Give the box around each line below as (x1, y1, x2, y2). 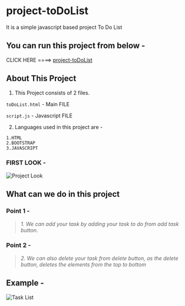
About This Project (6, 74, 77, 84)
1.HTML (6, 134, 22, 141)
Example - (6, 278, 44, 288)
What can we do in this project (6, 189, 120, 199)
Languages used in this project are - (14, 123, 103, 130)
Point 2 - (6, 241, 31, 249)
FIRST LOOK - (6, 159, 46, 167)
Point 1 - (6, 207, 30, 215)
